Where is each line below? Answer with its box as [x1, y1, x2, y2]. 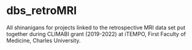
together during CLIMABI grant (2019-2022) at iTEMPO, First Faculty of [6, 30, 186, 37]
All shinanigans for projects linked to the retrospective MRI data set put [6, 24, 186, 31]
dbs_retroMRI [6, 4, 77, 18]
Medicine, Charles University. [6, 37, 81, 44]
